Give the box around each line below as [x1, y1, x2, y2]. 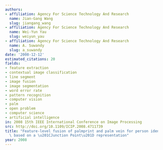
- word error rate [5, 88, 42, 93]
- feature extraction [5, 66, 49, 71]
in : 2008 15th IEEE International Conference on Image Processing [5, 120, 142, 124]
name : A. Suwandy [9, 43, 45, 48]
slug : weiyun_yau [9, 34, 45, 39]
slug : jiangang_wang [9, 20, 51, 26]
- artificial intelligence [5, 115, 60, 120]
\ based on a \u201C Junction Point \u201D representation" [9, 133, 130, 138]
